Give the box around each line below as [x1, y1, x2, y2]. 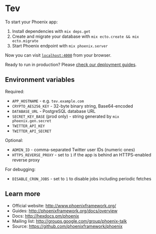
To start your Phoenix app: [5, 19, 58, 25]
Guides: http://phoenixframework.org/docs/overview [12, 208, 118, 214]
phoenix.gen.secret [12, 118, 52, 124]
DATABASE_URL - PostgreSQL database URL [12, 108, 96, 114]
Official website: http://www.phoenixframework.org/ [12, 203, 116, 208]
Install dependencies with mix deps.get [12, 28, 91, 34]
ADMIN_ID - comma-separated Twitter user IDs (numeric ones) [12, 146, 135, 153]
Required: [5, 88, 25, 94]
